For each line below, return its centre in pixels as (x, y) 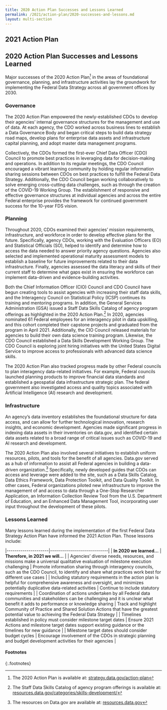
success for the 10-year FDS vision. (42, 206)
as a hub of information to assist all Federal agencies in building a (72, 463)
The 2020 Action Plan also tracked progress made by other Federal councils (83, 366)
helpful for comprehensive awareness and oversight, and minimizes (75, 582)
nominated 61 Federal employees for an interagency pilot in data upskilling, (82, 319)
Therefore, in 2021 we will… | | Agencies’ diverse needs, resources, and (80, 556)
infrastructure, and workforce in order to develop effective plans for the (78, 235)
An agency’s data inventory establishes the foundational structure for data (81, 417)
